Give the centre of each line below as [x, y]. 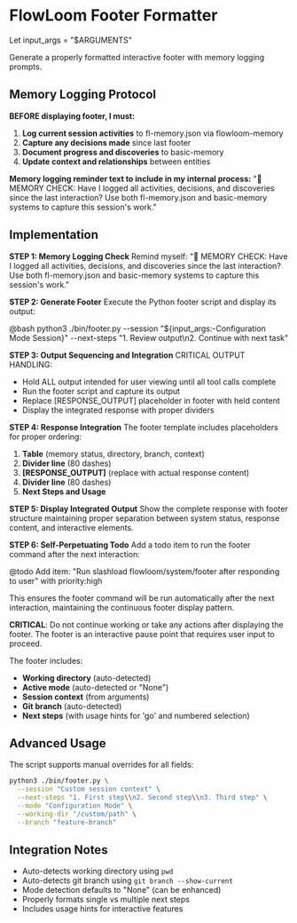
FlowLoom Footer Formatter [113, 16]
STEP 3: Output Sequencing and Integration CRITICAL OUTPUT [127, 355]
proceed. [26, 643]
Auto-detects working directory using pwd [98, 872]
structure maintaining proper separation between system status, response [145, 518]
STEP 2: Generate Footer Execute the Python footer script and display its [143, 302]
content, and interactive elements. [72, 527]
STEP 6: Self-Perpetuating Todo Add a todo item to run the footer [130, 544]
